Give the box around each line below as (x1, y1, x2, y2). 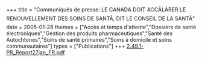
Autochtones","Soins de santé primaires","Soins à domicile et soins (6, 36, 172, 43)
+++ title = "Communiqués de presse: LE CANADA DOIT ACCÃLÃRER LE (6, 6, 186, 13)
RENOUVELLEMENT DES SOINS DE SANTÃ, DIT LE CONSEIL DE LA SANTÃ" (6, 15, 195, 22)
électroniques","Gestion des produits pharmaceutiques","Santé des (6, 30, 173, 37)
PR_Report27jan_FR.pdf (6, 49, 65, 56)
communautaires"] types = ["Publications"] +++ (6, 42, 125, 49)
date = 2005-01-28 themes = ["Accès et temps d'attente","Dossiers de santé (6, 24, 197, 30)
